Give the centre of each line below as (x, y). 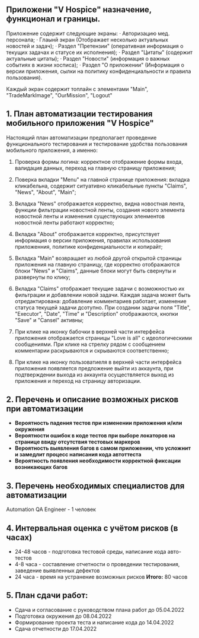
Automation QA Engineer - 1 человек (51, 509)
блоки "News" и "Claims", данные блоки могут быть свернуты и (95, 271)
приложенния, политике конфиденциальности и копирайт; (89, 246)
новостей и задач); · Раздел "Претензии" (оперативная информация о (95, 46)
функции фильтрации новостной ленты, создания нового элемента (100, 210)
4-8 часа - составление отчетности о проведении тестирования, (97, 564)
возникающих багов (41, 467)
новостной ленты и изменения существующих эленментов (90, 216)
